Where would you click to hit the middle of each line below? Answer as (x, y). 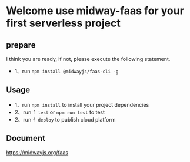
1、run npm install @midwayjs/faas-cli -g (66, 71)
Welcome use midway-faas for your (95, 11)
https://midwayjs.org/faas (37, 152)
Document (26, 138)
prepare (21, 45)
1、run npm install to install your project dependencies (82, 104)
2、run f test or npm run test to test (59, 112)
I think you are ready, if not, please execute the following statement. (88, 59)
